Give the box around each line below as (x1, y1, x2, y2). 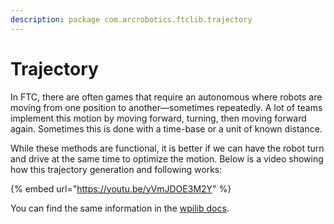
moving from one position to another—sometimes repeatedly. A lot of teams (10, 101, 323, 113)
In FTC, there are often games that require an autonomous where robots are (10, 91, 323, 103)
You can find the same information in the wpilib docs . (10, 202, 230, 214)
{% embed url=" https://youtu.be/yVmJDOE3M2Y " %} (10, 182, 232, 195)
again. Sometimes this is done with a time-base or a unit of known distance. (10, 122, 323, 135)
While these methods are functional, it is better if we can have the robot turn (10, 142, 325, 154)
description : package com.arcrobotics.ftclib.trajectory (10, 14, 253, 25)
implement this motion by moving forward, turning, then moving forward (10, 112, 307, 124)
